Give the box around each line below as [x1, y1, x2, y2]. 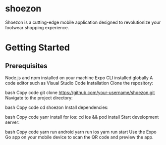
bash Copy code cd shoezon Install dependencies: [5, 104, 109, 110]
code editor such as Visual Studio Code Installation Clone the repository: [5, 80, 154, 86]
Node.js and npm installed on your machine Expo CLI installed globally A [5, 75, 153, 81]
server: [5, 119, 20, 125]
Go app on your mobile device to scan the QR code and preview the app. [5, 134, 154, 140]
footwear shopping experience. [5, 24, 69, 30]
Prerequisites [5, 61, 48, 70]
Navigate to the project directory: [5, 95, 73, 100]
